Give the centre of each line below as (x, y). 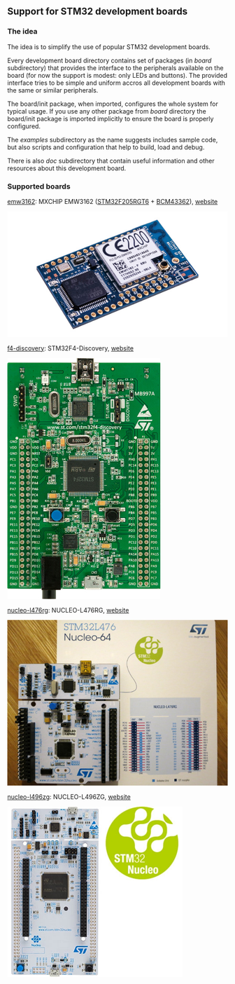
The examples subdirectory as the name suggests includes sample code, (113, 139)
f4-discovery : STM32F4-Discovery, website (71, 348)
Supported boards (39, 186)
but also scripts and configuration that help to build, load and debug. (106, 147)
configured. (24, 126)
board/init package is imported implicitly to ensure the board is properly (111, 118)
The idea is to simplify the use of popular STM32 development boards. (109, 47)
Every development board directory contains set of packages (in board (109, 60)
